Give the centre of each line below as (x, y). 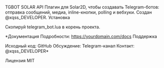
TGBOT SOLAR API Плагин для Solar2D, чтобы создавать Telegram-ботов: (82, 7)
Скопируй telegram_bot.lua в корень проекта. (53, 27)
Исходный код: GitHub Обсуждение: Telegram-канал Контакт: (70, 46)
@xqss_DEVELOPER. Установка (38, 17)
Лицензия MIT (20, 60)
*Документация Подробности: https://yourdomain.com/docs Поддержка (81, 36)
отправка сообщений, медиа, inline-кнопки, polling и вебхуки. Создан (79, 12)
